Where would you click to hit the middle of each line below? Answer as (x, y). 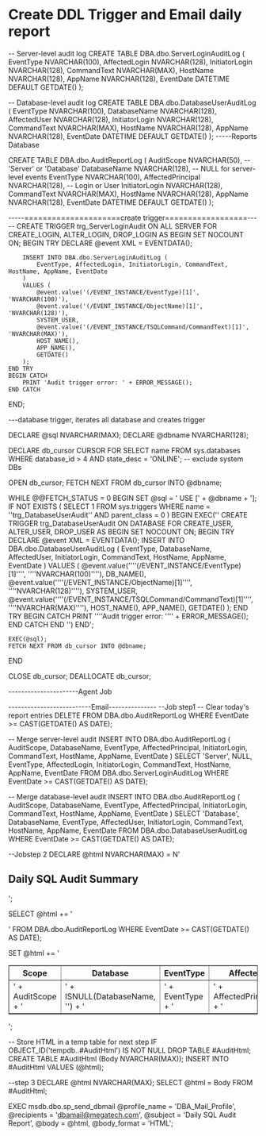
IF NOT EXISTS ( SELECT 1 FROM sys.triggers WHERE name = (110, 506)
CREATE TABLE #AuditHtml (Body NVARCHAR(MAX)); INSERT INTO (119, 1058)
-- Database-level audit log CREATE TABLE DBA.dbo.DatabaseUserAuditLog (132, 102)
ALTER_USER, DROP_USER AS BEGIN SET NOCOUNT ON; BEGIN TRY (122, 531)
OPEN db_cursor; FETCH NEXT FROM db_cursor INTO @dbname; (115, 483)
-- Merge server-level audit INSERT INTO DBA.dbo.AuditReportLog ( (120, 739)
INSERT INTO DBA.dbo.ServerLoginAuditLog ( (95, 257)
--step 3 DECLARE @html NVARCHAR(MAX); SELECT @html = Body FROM (131, 1082)
